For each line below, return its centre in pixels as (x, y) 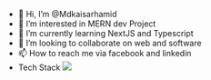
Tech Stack (39, 67)
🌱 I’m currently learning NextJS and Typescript (105, 33)
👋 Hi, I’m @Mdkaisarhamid (67, 14)
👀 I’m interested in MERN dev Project (87, 24)
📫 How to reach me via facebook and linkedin (105, 53)
